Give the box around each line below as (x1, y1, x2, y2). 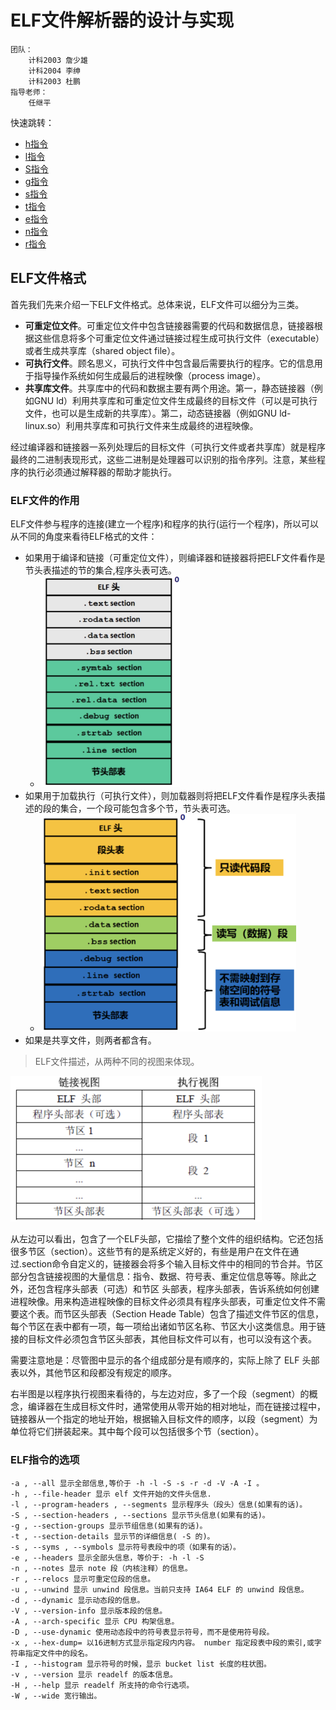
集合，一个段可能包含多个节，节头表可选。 (59, 802, 236, 814)
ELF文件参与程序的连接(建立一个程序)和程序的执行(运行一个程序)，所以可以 (10, 518, 320, 530)
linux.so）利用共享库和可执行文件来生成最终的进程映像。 (24, 419, 259, 431)
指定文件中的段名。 (24, 1648, 93, 1658)
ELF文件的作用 (10, 493, 80, 507)
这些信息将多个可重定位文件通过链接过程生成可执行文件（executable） (33, 332, 325, 344)
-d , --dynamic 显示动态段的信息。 (10, 1595, 145, 1605)
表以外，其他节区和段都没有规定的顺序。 (10, 1367, 177, 1379)
